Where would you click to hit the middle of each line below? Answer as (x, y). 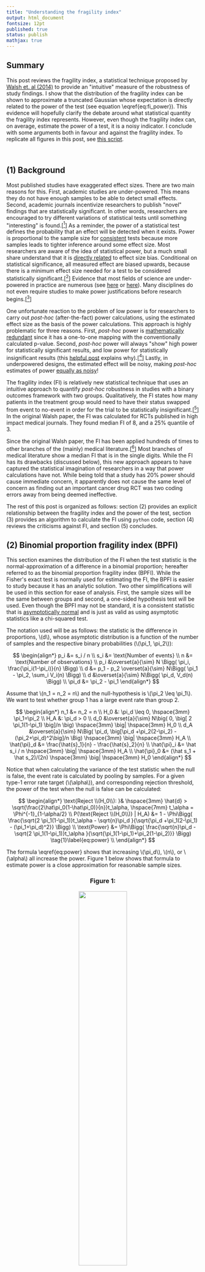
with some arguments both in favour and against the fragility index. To (95, 132)
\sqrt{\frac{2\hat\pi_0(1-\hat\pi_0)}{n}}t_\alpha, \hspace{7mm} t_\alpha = (103, 808)
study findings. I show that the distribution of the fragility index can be (95, 93)
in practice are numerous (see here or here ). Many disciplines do (111, 285)
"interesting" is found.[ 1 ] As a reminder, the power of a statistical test (93, 225)
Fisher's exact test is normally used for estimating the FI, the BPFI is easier (100, 579)
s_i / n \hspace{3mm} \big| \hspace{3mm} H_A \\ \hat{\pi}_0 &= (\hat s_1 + (103, 751)
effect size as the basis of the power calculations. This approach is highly (99, 324)
